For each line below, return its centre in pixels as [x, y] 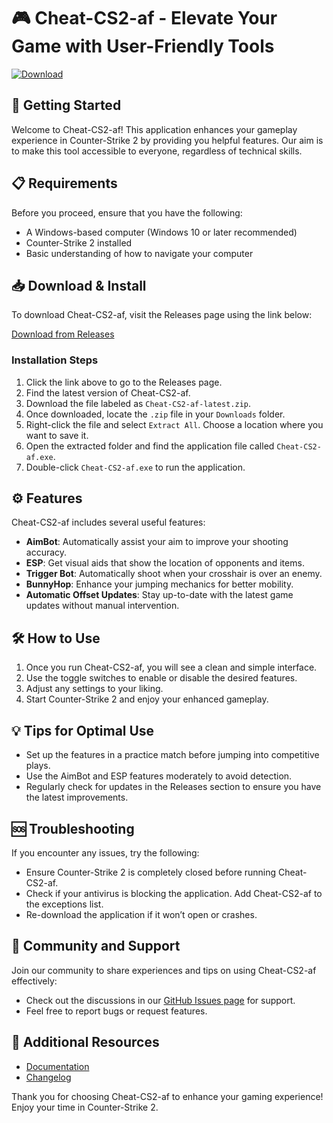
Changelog [48, 1077]
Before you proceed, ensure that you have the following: [127, 212]
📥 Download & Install [79, 285]
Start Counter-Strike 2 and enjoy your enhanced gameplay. [147, 699]
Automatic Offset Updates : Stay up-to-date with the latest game [159, 595]
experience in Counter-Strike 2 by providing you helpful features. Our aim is [167, 140]
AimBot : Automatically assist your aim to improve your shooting [157, 542]
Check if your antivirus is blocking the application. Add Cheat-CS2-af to [174, 893]
